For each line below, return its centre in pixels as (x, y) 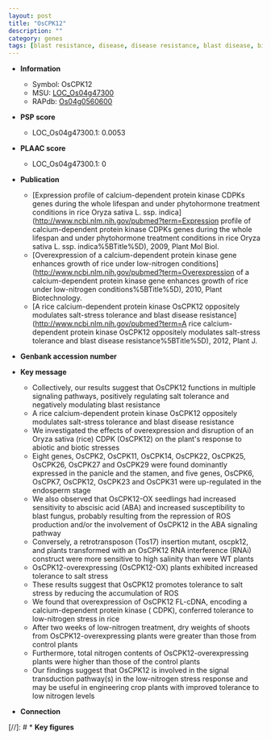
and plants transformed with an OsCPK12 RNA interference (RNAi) (142, 551)
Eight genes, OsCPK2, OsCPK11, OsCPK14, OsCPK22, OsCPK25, (139, 456)
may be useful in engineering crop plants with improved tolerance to (146, 688)
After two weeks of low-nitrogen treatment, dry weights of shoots (141, 628)
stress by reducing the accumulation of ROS (105, 593)
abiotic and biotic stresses (76, 447)
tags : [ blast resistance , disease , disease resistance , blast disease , (131, 46)
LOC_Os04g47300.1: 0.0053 (79, 133)
